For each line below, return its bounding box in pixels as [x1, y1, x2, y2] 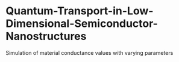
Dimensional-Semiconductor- [5, 17, 158, 30]
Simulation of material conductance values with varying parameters [5, 49, 174, 56]
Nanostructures [5, 30, 87, 43]
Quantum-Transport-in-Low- [5, 4, 154, 18]
